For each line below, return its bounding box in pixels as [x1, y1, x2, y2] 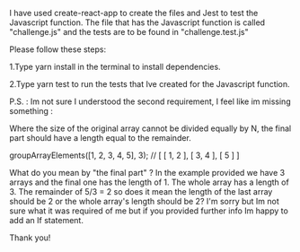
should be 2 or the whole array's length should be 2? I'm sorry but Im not [9, 196, 280, 206]
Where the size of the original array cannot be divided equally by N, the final [9, 123, 292, 134]
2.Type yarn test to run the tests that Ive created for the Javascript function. [9, 79, 290, 89]
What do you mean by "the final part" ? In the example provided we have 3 [9, 168, 286, 178]
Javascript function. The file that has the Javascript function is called [9, 17, 266, 28]
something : [9, 106, 54, 116]
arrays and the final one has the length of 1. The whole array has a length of [9, 177, 289, 187]
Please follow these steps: [9, 44, 106, 55]
